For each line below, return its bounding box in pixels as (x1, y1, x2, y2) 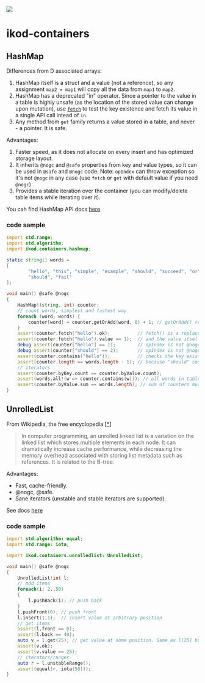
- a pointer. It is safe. (15, 125, 67, 131)
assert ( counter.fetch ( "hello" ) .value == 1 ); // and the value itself (17, 336, 201, 342)
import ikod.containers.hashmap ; (6, 246, 92, 252)
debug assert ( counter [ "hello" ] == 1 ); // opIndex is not (17, 342, 184, 348)
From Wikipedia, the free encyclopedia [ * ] (6, 420, 112, 428)
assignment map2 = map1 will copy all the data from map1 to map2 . (15, 86, 175, 93)
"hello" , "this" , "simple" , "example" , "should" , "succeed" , (28, 268, 187, 274)
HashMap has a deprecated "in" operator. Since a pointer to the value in (15, 92, 196, 99)
